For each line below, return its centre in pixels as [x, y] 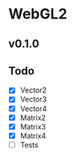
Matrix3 [33, 126]
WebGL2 [38, 14]
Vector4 [33, 109]
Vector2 [33, 90]
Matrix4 [33, 135]
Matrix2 [33, 117]
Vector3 [33, 99]
